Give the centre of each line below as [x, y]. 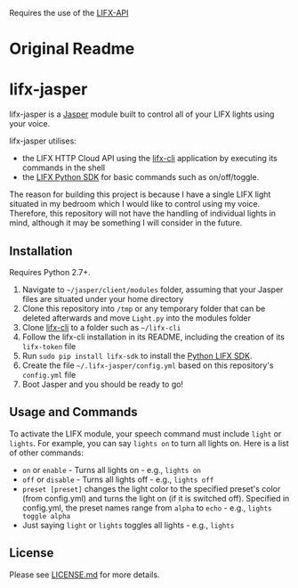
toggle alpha [46, 516]
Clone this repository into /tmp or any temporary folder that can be [144, 308]
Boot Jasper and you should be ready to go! [103, 384]
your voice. [30, 124]
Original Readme [72, 49]
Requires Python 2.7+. [50, 272]
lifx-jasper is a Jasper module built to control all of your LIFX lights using [142, 114]
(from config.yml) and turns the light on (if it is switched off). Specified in [156, 498]
